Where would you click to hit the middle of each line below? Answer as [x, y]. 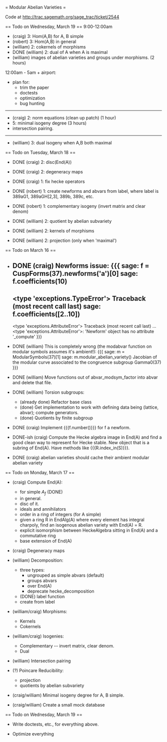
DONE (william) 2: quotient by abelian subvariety [62, 221]
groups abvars [42, 581]
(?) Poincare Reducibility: [38, 671]
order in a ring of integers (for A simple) [60, 514]
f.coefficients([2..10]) [46, 314]
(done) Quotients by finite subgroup [56, 418]
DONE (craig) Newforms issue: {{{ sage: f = [81, 266]
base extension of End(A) [46, 541]
